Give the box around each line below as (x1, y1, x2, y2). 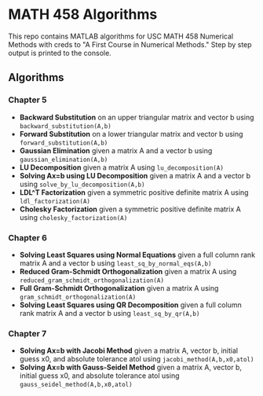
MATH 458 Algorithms (8, 5, 158, 24)
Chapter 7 (8, 328, 47, 339)
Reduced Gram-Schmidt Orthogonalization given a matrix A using (19, 266, 237, 276)
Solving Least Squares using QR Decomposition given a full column (19, 300, 242, 310)
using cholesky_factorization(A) (19, 212, 128, 222)
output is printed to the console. (8, 48, 111, 57)
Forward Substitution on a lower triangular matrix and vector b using (19, 129, 243, 138)
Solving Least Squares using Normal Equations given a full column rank (19, 250, 256, 259)
